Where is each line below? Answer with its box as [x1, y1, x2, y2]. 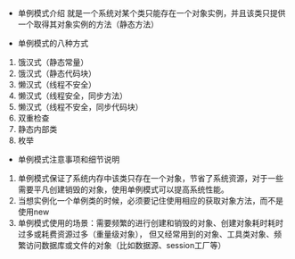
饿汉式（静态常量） [17, 57, 89, 67]
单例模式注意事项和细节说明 [17, 155, 120, 164]
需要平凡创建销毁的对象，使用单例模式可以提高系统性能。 [17, 184, 229, 195]
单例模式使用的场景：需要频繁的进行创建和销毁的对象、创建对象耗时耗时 [17, 218, 283, 228]
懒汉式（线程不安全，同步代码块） [17, 102, 143, 112]
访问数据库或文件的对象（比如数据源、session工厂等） [25, 240, 226, 250]
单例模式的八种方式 [17, 38, 89, 48]
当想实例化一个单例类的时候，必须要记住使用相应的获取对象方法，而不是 [17, 196, 283, 205]
